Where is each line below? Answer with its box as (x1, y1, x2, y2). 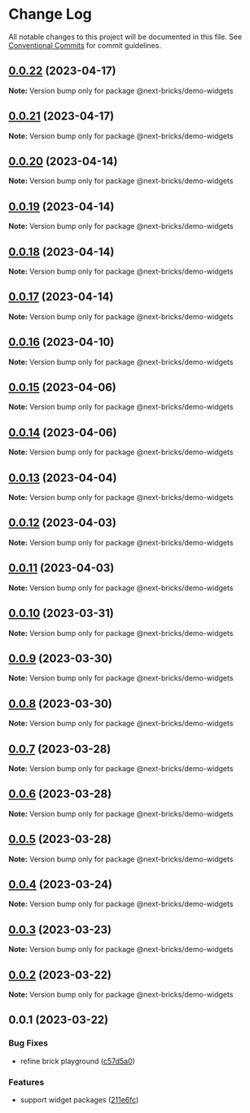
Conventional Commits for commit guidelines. (8, 40, 161, 50)
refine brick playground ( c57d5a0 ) (20, 1056, 136, 1066)
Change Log (8, 5, 92, 24)
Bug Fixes (8, 1037, 49, 1049)
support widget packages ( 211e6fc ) (20, 1094, 139, 1104)
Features (8, 1076, 45, 1088)
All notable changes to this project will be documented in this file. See (8, 32, 243, 42)
